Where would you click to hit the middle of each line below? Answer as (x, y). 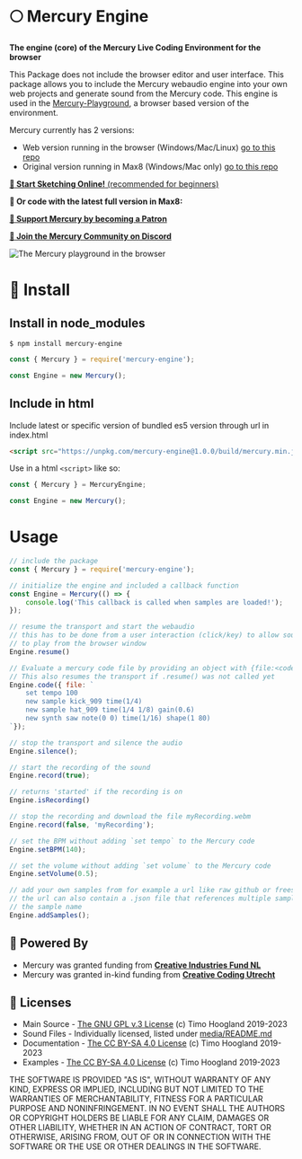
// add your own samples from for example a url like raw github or (140, 890)
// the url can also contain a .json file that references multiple (140, 898)
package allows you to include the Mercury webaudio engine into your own (148, 84)
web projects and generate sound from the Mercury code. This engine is (144, 93)
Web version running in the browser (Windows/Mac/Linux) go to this (149, 147)
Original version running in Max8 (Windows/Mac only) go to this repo (150, 166)
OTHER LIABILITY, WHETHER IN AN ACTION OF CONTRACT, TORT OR (140, 1128)
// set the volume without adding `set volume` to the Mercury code (140, 866)
